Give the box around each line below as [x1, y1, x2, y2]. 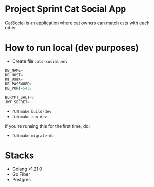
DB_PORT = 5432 [5, 86, 32, 91]
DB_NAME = [5, 68, 23, 73]
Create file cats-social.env [12, 58, 68, 64]
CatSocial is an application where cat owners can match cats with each [5, 20, 150, 26]
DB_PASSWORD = [5, 81, 32, 86]
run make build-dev [12, 108, 52, 114]
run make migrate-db [12, 133, 54, 138]
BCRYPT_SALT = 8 [5, 95, 34, 100]
